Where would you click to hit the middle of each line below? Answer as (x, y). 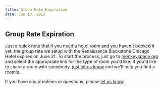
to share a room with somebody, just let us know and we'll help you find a (80, 67)
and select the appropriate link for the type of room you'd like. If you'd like (81, 61)
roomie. (13, 72)
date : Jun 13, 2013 (25, 14)
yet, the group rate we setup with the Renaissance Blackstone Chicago (77, 51)
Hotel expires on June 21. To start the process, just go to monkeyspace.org (82, 57)
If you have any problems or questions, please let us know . (65, 82)
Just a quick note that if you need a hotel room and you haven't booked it (80, 46)
